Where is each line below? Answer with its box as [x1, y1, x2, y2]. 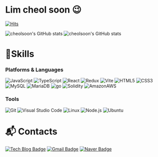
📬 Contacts [5, 126, 58, 137]
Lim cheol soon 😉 [5, 4, 82, 16]
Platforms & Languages [5, 66, 64, 73]
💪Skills [5, 48, 34, 60]
